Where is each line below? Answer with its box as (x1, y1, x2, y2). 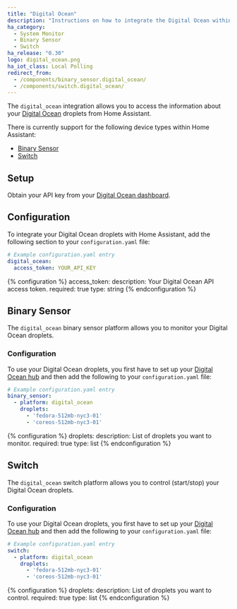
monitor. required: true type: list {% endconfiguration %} (7, 439, 171, 447)
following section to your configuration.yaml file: (7, 237, 150, 246)
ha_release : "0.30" (7, 50, 65, 57)
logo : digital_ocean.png (7, 56, 80, 64)
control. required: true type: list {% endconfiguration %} (7, 593, 170, 602)
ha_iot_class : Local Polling (7, 63, 93, 70)
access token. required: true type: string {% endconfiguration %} (7, 284, 196, 293)
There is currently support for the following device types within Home (7, 123, 209, 131)
